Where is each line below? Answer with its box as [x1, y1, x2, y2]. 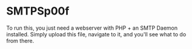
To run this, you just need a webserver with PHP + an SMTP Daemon [6, 24, 178, 31]
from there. [6, 37, 35, 44]
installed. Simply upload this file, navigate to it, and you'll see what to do [6, 30, 187, 38]
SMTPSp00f [6, 4, 70, 18]
